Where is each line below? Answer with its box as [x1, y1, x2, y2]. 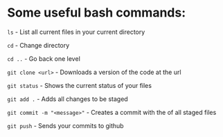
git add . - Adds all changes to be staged [7, 95, 128, 103]
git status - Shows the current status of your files [7, 81, 152, 89]
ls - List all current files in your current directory [7, 28, 145, 36]
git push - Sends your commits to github [7, 121, 124, 129]
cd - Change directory [7, 41, 70, 49]
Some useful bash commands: [7, 5, 186, 21]
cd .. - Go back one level [7, 54, 81, 63]
